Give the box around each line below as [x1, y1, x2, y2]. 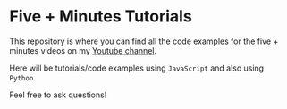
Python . [9, 71, 36, 82]
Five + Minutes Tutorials [9, 6, 192, 27]
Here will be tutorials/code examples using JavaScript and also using [9, 63, 265, 73]
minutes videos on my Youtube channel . [9, 45, 157, 55]
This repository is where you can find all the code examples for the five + [9, 36, 279, 46]
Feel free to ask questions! [9, 89, 107, 100]
